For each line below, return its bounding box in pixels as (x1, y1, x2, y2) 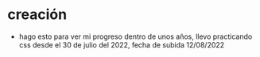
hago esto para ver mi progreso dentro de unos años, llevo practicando (18, 32, 253, 41)
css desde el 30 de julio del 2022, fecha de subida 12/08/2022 (18, 40, 225, 49)
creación (7, 6, 68, 24)
